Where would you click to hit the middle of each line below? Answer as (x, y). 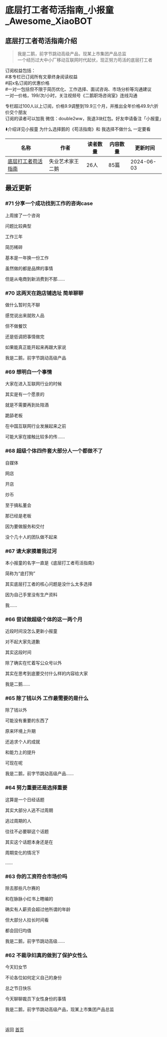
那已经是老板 (18, 516)
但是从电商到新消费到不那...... (35, 279)
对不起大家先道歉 (23, 642)
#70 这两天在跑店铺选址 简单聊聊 (44, 293)
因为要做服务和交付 (25, 526)
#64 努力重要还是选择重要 (36, 788)
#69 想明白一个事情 (29, 372)
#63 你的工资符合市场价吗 (36, 876)
